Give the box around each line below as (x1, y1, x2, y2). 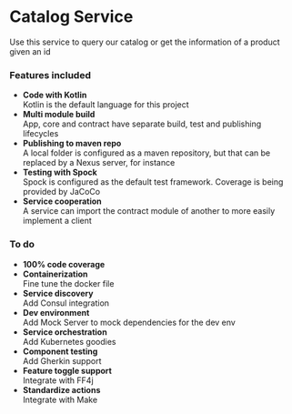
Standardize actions (22, 384, 101, 395)
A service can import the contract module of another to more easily (22, 206, 276, 217)
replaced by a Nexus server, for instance (22, 157, 176, 168)
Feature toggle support (22, 365, 112, 376)
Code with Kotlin (22, 89, 87, 101)
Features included (9, 68, 91, 81)
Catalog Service (9, 6, 134, 27)
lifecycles (22, 128, 59, 139)
